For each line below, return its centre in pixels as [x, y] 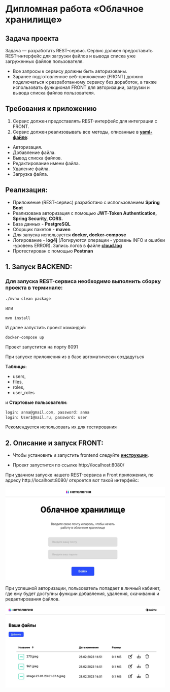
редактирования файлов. [32, 599]
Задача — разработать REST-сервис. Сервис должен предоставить [79, 51]
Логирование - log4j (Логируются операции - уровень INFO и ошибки [89, 240]
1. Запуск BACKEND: [39, 267]
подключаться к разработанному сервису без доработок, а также [85, 82]
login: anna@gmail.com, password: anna [47, 413]
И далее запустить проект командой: [46, 328]
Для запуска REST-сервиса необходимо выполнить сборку [83, 281]
